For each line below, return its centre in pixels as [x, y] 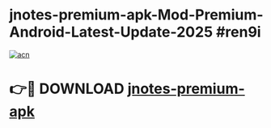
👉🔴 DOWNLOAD [67, 89]
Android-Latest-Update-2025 [111, 32]
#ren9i [238, 32]
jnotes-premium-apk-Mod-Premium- [136, 15]
